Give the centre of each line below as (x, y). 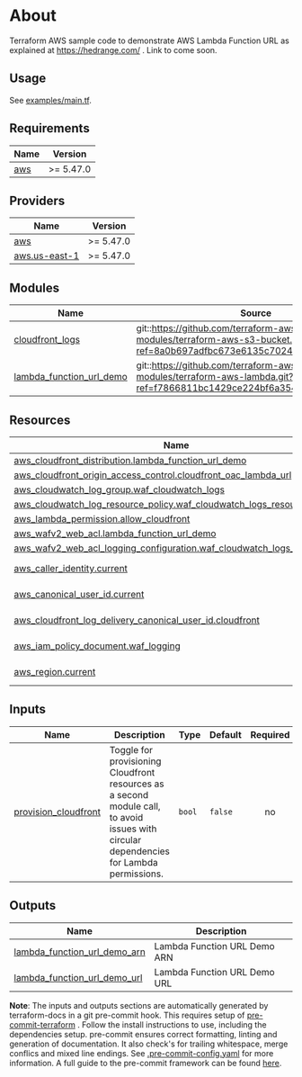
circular (125, 839)
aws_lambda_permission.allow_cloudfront (102, 519)
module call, (135, 806)
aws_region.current (55, 672)
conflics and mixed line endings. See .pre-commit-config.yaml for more (142, 1053)
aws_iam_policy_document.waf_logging (98, 646)
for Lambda (134, 862)
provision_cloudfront (58, 812)
